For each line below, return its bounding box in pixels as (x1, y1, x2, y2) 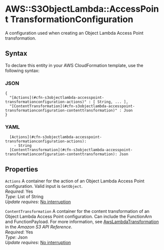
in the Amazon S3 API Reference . (5, 224, 73, 230)
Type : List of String (5, 194, 44, 200)
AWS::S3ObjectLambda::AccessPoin (5, 3, 159, 15)
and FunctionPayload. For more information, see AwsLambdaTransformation (5, 219, 159, 225)
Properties (5, 165, 38, 173)
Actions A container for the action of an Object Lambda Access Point (5, 178, 145, 184)
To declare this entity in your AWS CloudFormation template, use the (5, 62, 143, 68)
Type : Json (5, 234, 28, 240)
